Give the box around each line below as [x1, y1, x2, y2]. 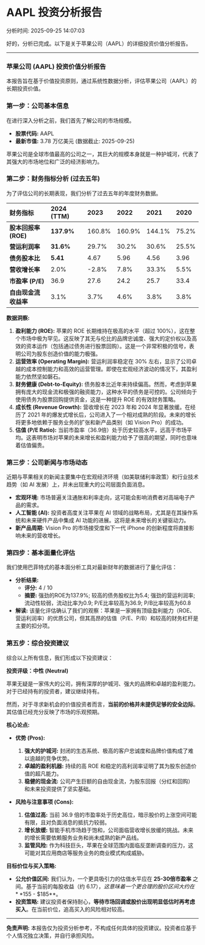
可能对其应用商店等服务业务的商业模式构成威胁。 [24, 849, 148, 857]
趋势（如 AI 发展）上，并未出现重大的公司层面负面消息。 [6, 481, 148, 488]
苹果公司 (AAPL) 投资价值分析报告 [6, 62, 106, 71]
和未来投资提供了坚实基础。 [24, 785, 95, 793]
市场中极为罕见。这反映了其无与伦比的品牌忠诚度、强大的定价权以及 [20, 335, 192, 342]
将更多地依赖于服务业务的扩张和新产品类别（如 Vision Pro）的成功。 [15, 418, 187, 426]
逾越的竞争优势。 [29, 754, 73, 762]
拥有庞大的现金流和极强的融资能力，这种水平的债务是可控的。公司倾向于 [15, 388, 197, 395]
